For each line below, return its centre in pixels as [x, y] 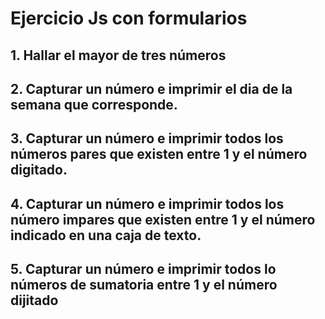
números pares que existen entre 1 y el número [159, 154]
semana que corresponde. [94, 104]
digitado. [39, 170]
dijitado [34, 300]
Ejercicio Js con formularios [129, 18]
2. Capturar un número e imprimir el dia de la [151, 88]
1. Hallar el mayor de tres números [118, 55]
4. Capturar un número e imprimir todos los [147, 203]
